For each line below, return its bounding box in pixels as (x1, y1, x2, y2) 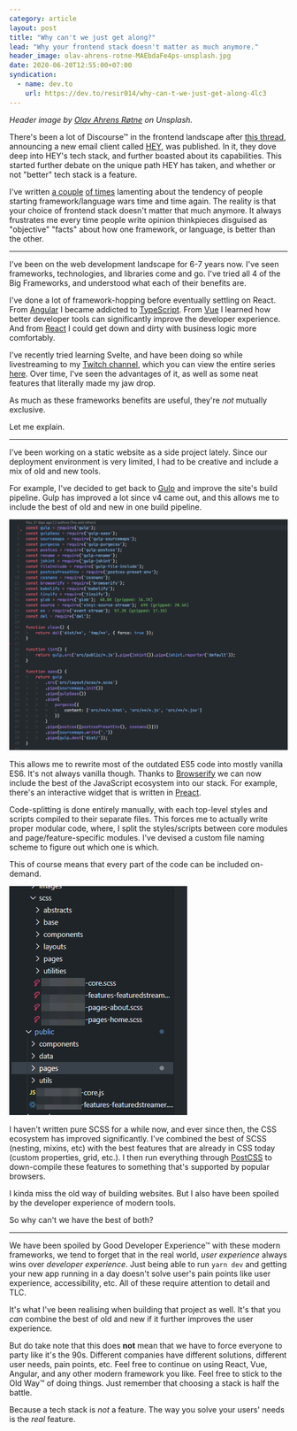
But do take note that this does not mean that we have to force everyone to (9, 1340, 283, 1350)
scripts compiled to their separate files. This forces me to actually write (9, 813, 268, 824)
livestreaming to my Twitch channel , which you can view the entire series (9, 358, 276, 369)
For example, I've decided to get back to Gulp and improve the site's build (9, 482, 278, 493)
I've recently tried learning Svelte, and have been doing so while (9, 350, 243, 360)
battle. (9, 1387, 33, 1397)
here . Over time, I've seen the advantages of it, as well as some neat (9, 368, 259, 379)
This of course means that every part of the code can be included (9, 858, 249, 869)
